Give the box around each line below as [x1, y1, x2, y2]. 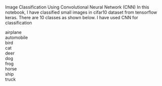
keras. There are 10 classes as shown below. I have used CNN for [5, 15, 138, 20]
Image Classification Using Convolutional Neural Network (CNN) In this [5, 4, 150, 10]
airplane [5, 29, 22, 35]
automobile [5, 34, 28, 40]
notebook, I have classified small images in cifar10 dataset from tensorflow [5, 9, 157, 15]
